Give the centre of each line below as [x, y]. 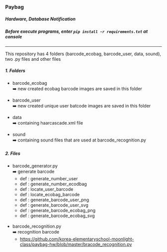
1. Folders [15, 70]
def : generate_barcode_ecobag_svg [57, 216]
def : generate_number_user [49, 179]
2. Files [13, 153]
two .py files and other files [33, 59]
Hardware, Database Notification [41, 19]
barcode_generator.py [35, 166]
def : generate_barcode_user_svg [54, 205]
